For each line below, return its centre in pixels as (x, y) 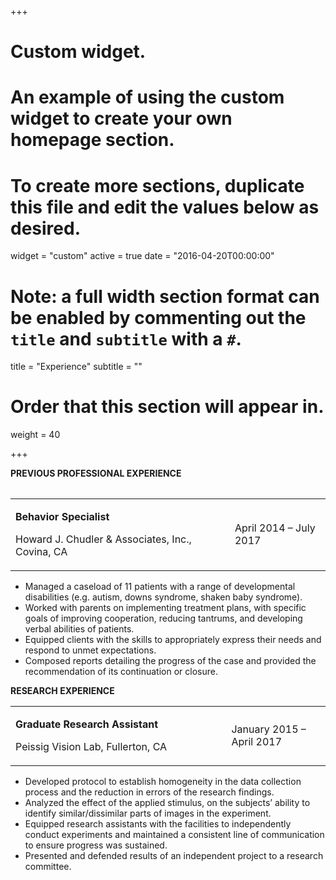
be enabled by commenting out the (158, 317)
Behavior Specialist (62, 517)
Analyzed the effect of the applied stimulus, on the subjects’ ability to (167, 803)
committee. (48, 867)
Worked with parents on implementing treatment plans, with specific (165, 608)
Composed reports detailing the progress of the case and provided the (170, 661)
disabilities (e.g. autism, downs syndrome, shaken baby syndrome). (163, 597)
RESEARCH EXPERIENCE (62, 691)
